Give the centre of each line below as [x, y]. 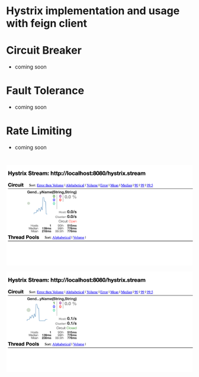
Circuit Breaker [44, 51]
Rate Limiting [39, 131]
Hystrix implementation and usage [93, 11]
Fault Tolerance [45, 91]
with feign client [47, 23]
